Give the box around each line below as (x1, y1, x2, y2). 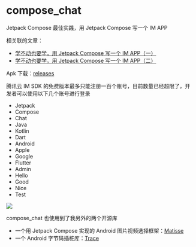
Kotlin (14, 127, 29, 135)
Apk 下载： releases (6, 69, 55, 77)
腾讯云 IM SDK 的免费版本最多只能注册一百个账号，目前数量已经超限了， (6, 82, 185, 90)
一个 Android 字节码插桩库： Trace (14, 234, 99, 242)
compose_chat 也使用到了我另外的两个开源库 (6, 214, 118, 221)
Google (14, 153, 34, 160)
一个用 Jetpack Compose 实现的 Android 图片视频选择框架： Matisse (14, 227, 184, 234)
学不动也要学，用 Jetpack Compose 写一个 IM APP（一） (14, 49, 156, 57)
